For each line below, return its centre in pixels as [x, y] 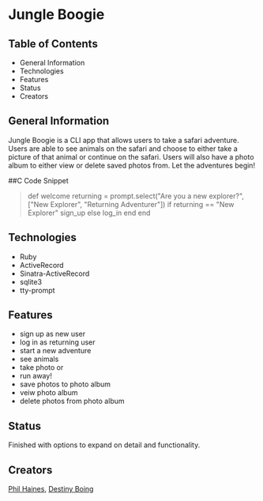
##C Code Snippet [38, 180]
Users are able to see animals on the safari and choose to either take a [123, 149]
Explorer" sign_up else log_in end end [89, 213]
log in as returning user [57, 342]
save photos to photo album [65, 384]
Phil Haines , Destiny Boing [51, 489]
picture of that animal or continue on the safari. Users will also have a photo [131, 156]
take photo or [41, 367]
